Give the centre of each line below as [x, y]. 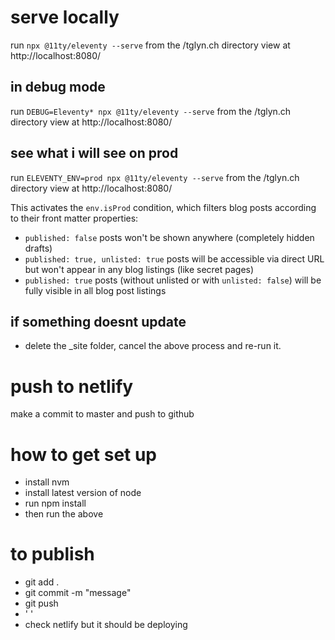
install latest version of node [83, 493]
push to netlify [72, 386]
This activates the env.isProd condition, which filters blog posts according [163, 207]
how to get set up [84, 454]
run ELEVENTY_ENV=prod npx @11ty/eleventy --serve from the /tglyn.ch [155, 177]
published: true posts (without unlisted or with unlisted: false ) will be [173, 280]
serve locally [65, 17]
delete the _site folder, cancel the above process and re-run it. [153, 346]
